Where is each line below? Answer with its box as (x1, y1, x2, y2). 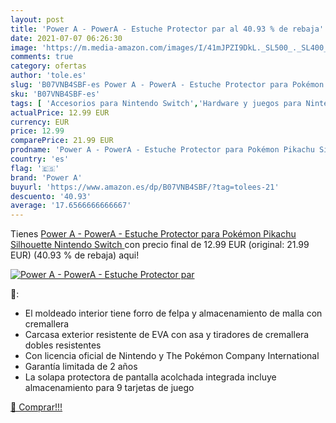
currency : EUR (10, 117, 70, 127)
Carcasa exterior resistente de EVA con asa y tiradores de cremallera (24, 329, 310, 341)
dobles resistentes (24, 339, 102, 351)
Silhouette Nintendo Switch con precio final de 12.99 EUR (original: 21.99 (10, 239, 310, 251)
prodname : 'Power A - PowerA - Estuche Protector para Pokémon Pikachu (10, 145, 315, 155)
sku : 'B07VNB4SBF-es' (10, 89, 101, 99)
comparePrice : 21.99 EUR (10, 136, 114, 146)
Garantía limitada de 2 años (24, 361, 138, 373)
